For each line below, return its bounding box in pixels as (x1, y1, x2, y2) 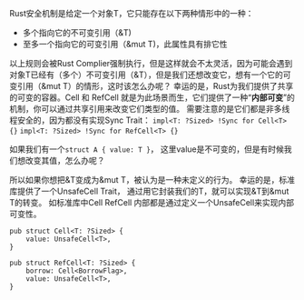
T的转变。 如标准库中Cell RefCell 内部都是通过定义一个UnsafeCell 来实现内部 (9, 197, 295, 207)
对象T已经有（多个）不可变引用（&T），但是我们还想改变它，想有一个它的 (9, 69, 284, 80)
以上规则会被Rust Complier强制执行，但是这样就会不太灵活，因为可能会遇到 (9, 58, 293, 68)
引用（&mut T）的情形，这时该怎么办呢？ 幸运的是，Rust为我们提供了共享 (16, 81, 294, 91)
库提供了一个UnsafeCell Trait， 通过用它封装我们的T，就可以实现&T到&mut (9, 185, 289, 196)
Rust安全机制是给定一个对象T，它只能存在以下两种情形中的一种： (9, 8, 254, 18)
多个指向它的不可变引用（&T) (22, 27, 132, 38)
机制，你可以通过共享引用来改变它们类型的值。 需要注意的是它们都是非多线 (9, 104, 290, 114)
